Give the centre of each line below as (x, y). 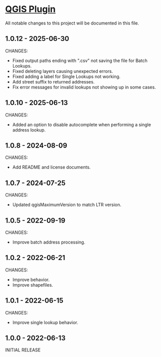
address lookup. (29, 130)
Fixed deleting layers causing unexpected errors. (63, 71)
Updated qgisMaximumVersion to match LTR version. (67, 205)
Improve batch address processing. (49, 242)
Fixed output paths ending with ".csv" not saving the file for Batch (80, 60)
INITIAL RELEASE (23, 350)
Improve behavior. (31, 279)
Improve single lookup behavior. (45, 322)
